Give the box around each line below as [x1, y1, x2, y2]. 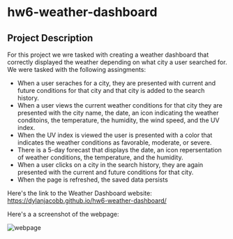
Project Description [7, 32, 93, 44]
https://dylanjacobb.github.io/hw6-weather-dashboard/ [7, 196, 167, 205]
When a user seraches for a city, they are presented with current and [17, 79, 216, 87]
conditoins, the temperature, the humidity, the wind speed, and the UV [17, 116, 220, 124]
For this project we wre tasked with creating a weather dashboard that [7, 50, 209, 59]
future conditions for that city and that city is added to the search [17, 87, 205, 94]
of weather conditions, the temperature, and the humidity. [17, 153, 183, 161]
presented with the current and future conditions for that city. [17, 168, 194, 176]
